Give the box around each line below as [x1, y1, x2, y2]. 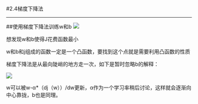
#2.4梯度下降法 [6, 5, 44, 12]
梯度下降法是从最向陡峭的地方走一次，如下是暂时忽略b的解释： [6, 61, 159, 68]
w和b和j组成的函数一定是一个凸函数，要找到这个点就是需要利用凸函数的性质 [6, 48, 190, 55]
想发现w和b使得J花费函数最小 [6, 36, 79, 42]
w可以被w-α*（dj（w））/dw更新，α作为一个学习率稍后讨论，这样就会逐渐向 [6, 84, 192, 91]
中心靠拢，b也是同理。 [6, 92, 61, 98]
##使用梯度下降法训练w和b [6, 23, 72, 30]
